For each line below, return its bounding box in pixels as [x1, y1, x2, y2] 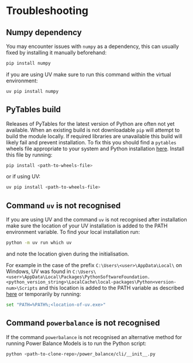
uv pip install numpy [6, 88, 59, 94]
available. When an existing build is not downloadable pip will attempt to [6, 126, 180, 133]
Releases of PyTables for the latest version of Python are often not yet [6, 120, 175, 127]
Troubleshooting [6, 4, 89, 18]
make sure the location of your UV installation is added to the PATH [6, 222, 168, 229]
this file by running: [6, 151, 53, 158]
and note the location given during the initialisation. [6, 250, 130, 257]
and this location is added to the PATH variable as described [39, 285, 184, 291]
